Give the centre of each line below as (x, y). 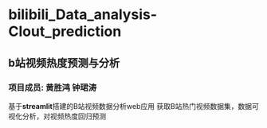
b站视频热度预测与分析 (64, 62)
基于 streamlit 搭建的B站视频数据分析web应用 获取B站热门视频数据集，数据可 (133, 106)
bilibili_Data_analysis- (83, 15)
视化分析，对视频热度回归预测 (57, 116)
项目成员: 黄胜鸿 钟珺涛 (53, 87)
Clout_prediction (65, 31)
